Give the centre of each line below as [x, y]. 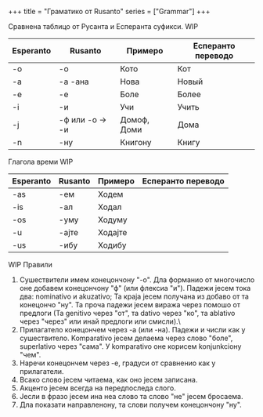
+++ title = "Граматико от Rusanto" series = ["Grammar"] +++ [109, 11]
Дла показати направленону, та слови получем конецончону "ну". [131, 404]
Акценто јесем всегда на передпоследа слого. [97, 388]
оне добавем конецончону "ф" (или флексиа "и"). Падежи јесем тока [135, 288]
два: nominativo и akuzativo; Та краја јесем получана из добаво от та [134, 296]
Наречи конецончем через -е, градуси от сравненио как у [117, 363]
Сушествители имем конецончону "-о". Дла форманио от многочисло [137, 280]
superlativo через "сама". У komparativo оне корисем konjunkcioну [130, 346]
